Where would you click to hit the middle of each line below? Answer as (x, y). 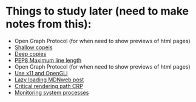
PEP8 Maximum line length (48, 60)
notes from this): (49, 24)
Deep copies (30, 53)
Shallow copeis (33, 47)
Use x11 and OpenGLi (41, 73)
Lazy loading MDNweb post (49, 80)
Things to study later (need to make (97, 11)
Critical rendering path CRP (49, 86)
